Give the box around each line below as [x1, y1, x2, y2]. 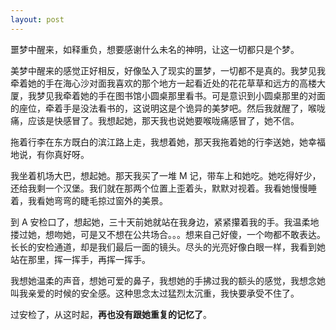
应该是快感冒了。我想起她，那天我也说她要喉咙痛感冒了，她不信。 [27, 114, 300, 126]
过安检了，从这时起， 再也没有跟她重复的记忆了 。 [10, 308, 212, 320]
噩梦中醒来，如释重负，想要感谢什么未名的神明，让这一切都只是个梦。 [10, 43, 300, 55]
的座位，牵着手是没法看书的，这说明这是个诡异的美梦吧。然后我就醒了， [10, 102, 308, 114]
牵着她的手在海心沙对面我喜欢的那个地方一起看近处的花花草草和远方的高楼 [10, 77, 317, 89]
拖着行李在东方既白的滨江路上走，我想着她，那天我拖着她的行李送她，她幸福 [10, 136, 326, 148]
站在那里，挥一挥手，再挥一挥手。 [10, 253, 151, 265]
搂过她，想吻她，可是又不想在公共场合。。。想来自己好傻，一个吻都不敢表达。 [10, 228, 326, 240]
